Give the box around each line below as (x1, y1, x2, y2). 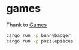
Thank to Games (6, 21, 47, 28)
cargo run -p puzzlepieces (6, 38, 74, 44)
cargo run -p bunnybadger (6, 32, 71, 38)
